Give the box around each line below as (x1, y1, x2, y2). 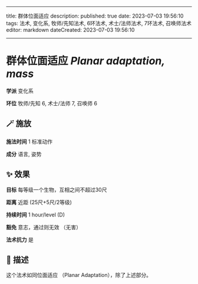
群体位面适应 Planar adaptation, (6, 54, 165, 68)
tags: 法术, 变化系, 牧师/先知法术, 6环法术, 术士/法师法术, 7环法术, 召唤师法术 (6, 20, 192, 26)
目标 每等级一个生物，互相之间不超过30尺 (6, 186, 107, 193)
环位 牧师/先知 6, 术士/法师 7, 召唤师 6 (6, 99, 97, 106)
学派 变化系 (6, 87, 34, 94)
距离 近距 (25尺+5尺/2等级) (6, 198, 72, 206)
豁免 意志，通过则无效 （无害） (6, 223, 81, 230)
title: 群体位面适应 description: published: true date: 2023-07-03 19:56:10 (6, 12, 184, 19)
